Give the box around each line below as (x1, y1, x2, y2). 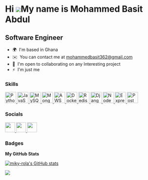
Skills (5, 80, 19, 87)
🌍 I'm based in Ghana (12, 47, 58, 52)
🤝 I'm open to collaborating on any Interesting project (12, 61, 121, 67)
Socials (5, 111, 23, 118)
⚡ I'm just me (12, 67, 40, 72)
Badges (5, 140, 23, 147)
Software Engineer (5, 33, 63, 42)
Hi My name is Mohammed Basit (5, 3, 143, 15)
